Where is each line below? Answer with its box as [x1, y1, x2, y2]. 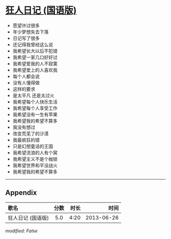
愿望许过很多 [12, 22, 40, 28]
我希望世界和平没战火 [12, 162, 58, 168]
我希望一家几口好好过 [12, 54, 58, 60]
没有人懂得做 [12, 79, 40, 85]
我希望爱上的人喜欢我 [12, 67, 58, 73]
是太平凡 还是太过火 [12, 92, 54, 98]
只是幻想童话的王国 [12, 143, 53, 149]
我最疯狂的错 [12, 137, 40, 143]
